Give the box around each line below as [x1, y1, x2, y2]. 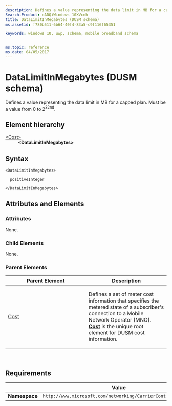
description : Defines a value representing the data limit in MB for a [5, 7, 161, 13]
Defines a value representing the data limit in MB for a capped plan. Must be [5, 99, 166, 105]
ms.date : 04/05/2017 [5, 50, 50, 55]
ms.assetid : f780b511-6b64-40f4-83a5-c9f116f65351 [5, 22, 116, 27]
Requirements [5, 369, 51, 377]
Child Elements [5, 239, 44, 246]
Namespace [8, 393, 38, 400]
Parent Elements [5, 264, 47, 271]
